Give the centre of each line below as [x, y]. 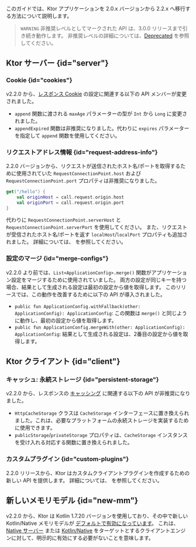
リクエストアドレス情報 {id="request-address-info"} [82, 152]
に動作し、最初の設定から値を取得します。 [66, 320]
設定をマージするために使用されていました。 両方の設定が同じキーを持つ [99, 279]
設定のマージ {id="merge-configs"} [57, 258]
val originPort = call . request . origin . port [71, 203]
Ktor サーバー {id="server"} [58, 63]
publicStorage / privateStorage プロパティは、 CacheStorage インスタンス [101, 435]
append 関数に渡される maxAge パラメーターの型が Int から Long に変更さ [101, 114]
